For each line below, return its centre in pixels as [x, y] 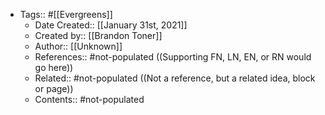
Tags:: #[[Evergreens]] [66, 14]
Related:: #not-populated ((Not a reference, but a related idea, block [175, 78]
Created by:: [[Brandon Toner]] [98, 35]
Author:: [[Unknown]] [78, 46]
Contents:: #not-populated [89, 99]
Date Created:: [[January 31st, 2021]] [111, 25]
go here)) [54, 67]
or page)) [54, 88]
